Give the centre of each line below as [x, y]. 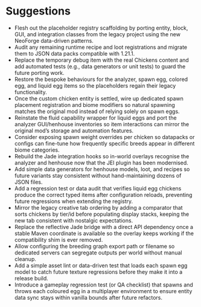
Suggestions [38, 11]
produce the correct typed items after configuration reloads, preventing [103, 195]
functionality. [30, 92]
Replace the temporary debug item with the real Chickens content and [102, 60]
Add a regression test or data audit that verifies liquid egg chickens [98, 188]
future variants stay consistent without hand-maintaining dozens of [98, 175]
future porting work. [39, 73]
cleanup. [25, 259]
